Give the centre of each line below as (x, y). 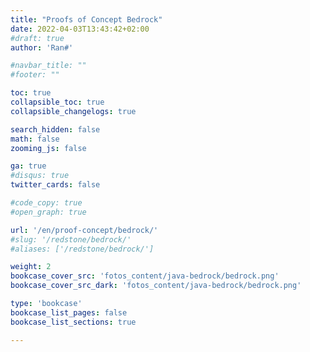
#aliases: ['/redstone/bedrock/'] (82, 249)
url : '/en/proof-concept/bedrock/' (84, 230)
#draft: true (37, 38)
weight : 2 (31, 267)
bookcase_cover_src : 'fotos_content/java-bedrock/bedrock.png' (145, 276)
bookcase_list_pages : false (69, 312)
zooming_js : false (48, 148)
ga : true (28, 166)
